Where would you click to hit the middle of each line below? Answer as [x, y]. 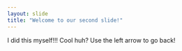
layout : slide [28, 14]
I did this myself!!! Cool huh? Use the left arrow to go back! [91, 40]
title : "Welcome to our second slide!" [65, 20]
